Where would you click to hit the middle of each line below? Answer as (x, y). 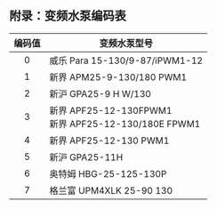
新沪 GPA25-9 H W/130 (100, 93)
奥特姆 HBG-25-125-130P (108, 173)
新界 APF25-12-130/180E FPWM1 (125, 124)
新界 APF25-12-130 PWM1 (109, 141)
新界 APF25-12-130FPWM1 (111, 110)
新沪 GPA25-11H (86, 157)
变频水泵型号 (126, 43)
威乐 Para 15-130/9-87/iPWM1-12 (126, 60)
